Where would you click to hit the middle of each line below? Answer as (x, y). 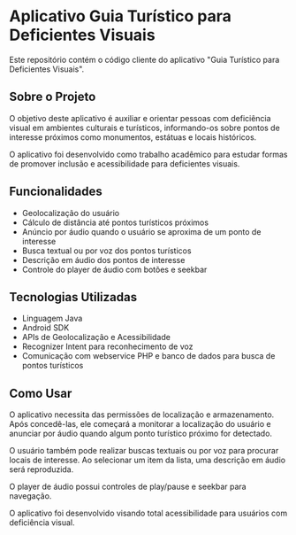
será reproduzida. (42, 469)
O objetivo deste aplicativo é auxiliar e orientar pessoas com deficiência (140, 118)
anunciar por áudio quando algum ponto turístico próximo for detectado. (140, 434)
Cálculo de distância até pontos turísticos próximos (115, 222)
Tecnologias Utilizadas (73, 297)
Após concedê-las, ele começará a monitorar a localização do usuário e (140, 424)
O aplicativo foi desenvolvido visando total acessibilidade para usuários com (148, 513)
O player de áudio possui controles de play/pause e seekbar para (128, 487)
